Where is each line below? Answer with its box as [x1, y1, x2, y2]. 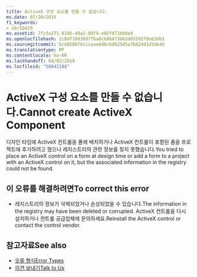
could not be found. [6, 165, 54, 172]
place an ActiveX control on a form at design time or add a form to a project [6, 153, 190, 160]
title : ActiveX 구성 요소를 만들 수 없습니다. [6, 8, 108, 15]
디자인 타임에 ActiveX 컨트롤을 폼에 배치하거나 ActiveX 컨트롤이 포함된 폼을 [6, 138, 180, 146]
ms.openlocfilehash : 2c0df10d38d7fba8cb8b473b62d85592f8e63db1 [6, 36, 165, 42]
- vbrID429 [6, 25, 33, 31]
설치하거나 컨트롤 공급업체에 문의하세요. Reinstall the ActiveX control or [14, 215, 181, 222]
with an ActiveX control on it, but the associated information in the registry [6, 159, 187, 166]
